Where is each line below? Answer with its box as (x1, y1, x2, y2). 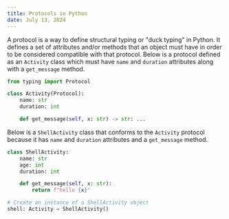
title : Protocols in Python (7, 10, 88, 17)
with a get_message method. (7, 65, 85, 73)
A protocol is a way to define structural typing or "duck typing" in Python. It (7, 35, 221, 43)
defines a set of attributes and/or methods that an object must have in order (7, 43, 222, 51)
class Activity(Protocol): (7, 90, 85, 97)
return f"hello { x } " (32, 187, 91, 194)
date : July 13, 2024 (7, 17, 67, 23)
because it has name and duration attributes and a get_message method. (7, 135, 208, 143)
